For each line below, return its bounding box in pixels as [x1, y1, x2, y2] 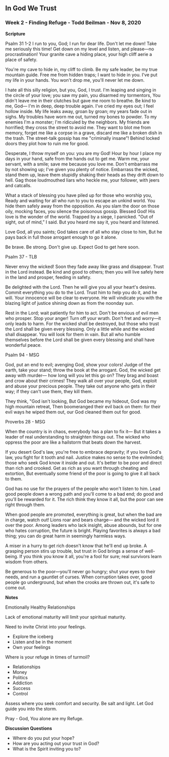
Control [12, 690, 29, 696]
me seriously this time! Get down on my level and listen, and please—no [5, 45, 154, 52]
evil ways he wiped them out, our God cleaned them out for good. [5, 409, 142, 415]
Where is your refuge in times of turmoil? [5, 654, 90, 660]
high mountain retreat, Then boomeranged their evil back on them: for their [5, 403, 161, 409]
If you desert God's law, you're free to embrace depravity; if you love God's [5, 449, 162, 455]
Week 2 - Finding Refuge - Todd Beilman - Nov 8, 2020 [5, 19, 141, 26]
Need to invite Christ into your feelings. [5, 623, 87, 630]
